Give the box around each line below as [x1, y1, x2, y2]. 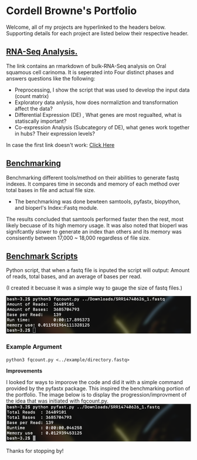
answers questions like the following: [6, 75, 96, 82]
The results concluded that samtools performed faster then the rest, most [6, 216, 184, 223]
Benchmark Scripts [6, 251, 78, 261]
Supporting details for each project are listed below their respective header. [6, 29, 189, 36]
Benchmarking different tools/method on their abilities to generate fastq [6, 174, 179, 181]
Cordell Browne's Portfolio [6, 4, 137, 18]
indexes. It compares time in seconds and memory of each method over [6, 180, 180, 187]
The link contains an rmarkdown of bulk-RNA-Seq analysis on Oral [6, 62, 167, 69]
